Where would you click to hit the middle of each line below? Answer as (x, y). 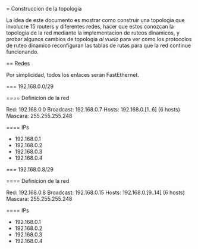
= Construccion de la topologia (44, 9)
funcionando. (22, 52)
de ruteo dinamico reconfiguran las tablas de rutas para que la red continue (99, 45)
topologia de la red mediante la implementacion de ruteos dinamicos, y (93, 33)
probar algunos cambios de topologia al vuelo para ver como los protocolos (99, 39)
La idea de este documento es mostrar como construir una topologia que (96, 20)
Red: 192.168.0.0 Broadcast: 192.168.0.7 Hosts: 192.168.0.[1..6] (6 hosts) (93, 109)
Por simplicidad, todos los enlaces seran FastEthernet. (73, 75)
